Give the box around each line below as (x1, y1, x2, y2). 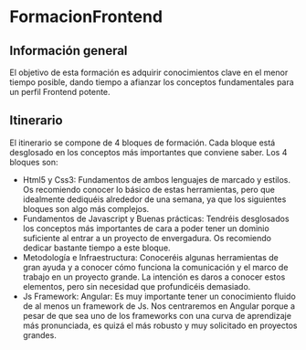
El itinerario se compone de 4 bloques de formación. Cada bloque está (9, 137, 276, 148)
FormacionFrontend (9, 6, 163, 27)
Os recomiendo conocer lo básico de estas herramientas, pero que (22, 184, 276, 195)
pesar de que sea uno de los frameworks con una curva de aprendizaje (22, 310, 292, 321)
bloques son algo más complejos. (22, 203, 150, 214)
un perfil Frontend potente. (9, 87, 111, 97)
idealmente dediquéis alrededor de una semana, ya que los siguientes (22, 194, 287, 205)
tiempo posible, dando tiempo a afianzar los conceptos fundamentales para (9, 77, 294, 88)
